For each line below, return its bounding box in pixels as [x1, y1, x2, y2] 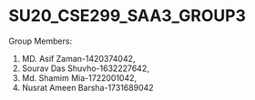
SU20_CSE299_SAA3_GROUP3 [8, 5, 247, 26]
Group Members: [8, 35, 73, 46]
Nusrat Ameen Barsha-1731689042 [21, 82, 154, 93]
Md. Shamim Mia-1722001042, [21, 72, 138, 83]
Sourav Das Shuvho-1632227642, [21, 63, 149, 74]
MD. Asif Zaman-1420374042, [21, 53, 136, 64]
